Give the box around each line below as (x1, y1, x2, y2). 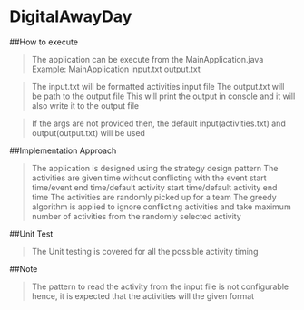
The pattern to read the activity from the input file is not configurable (31, 281, 289, 292)
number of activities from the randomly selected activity (31, 210, 242, 221)
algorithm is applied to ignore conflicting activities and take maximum (31, 201, 292, 212)
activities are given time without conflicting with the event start (31, 172, 267, 183)
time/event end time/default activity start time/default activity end (31, 181, 278, 192)
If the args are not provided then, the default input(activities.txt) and (31, 118, 286, 129)
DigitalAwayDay (9, 6, 132, 27)
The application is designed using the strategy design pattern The (31, 162, 279, 173)
